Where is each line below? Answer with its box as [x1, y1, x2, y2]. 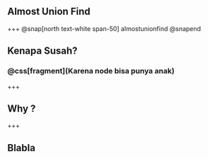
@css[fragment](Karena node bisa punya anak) [7, 66, 175, 76]
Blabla [7, 141, 35, 154]
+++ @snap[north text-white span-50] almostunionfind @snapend [7, 24, 202, 33]
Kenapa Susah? [7, 45, 78, 57]
